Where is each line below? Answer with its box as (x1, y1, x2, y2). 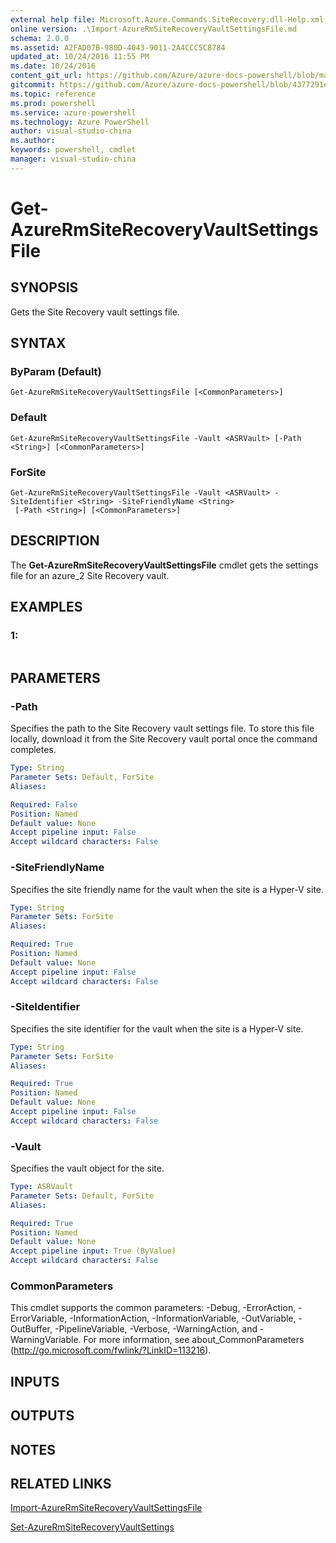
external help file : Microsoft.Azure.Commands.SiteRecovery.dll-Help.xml (10, 14, 325, 25)
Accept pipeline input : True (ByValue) (10, 1246, 177, 1256)
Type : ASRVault (10, 1182, 74, 1192)
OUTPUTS (10, 1407, 75, 1425)
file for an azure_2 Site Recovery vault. (10, 569, 170, 581)
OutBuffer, (10, 1323, 53, 1335)
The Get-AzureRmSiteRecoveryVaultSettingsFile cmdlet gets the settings (10, 559, 319, 571)
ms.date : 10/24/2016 (10, 61, 97, 71)
